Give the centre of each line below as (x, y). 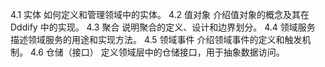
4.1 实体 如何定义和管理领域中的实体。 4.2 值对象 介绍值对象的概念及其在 (160, 14)
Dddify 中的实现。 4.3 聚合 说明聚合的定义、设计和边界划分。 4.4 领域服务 (163, 27)
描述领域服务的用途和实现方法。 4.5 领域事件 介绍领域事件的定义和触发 (156, 39)
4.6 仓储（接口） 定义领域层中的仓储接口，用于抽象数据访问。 (157, 52)
